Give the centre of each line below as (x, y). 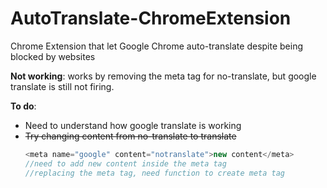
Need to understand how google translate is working (133, 125)
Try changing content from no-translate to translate (130, 136)
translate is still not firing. (62, 86)
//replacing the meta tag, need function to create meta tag (155, 173)
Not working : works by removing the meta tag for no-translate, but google (163, 76)
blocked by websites (53, 56)
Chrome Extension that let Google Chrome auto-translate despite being (157, 46)
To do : (23, 106)
